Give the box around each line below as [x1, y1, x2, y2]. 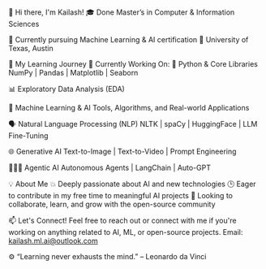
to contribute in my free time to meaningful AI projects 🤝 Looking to [8, 191, 234, 200]
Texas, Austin [8, 44, 54, 53]
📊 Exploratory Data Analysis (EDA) [8, 85, 126, 93]
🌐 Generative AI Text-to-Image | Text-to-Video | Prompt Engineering [8, 146, 237, 156]
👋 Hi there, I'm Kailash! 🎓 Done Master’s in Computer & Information [8, 7, 235, 17]
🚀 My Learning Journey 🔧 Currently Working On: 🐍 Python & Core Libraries [8, 59, 258, 68]
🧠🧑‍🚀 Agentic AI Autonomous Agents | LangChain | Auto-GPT [8, 163, 212, 172]
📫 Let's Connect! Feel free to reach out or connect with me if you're [8, 215, 237, 225]
